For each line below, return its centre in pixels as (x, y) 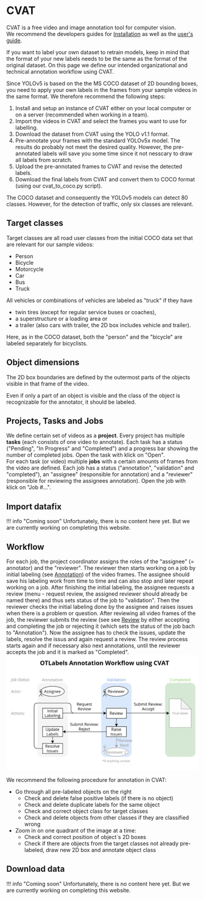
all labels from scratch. (44, 160)
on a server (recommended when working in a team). (82, 114)
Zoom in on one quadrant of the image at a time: (76, 830)
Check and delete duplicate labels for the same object (92, 804)
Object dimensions (43, 363)
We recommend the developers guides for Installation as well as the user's (100, 33)
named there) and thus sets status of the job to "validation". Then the (93, 600)
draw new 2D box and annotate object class (101, 849)
